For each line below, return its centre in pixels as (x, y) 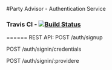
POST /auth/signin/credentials (44, 49)
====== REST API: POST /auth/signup (54, 37)
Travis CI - (22, 24)
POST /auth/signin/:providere (43, 61)
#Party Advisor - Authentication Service (56, 9)
